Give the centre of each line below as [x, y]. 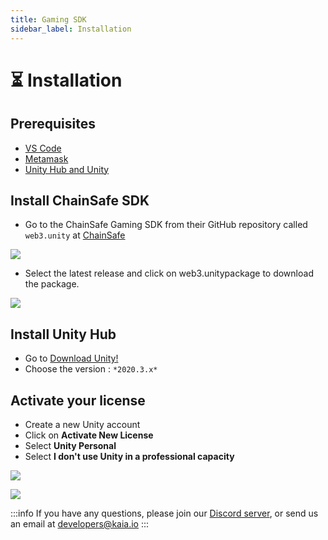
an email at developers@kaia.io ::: [80, 523]
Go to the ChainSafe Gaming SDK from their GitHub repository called [166, 225]
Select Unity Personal [70, 445]
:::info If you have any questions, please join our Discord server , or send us [164, 513]
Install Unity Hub [63, 334]
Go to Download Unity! [71, 358]
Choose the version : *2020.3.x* [91, 369]
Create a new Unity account [82, 424]
